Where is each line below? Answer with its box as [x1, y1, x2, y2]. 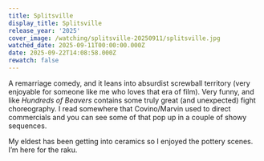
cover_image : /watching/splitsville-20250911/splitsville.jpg [8, 34, 221, 42]
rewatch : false [8, 57, 59, 65]
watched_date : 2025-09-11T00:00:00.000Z [8, 42, 146, 50]
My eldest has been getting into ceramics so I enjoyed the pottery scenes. [8, 136, 254, 146]
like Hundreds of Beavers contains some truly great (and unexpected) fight [8, 95, 256, 105]
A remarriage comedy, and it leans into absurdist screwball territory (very [8, 78, 250, 88]
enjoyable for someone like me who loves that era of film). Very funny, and [8, 87, 254, 96]
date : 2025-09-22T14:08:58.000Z [8, 49, 116, 57]
